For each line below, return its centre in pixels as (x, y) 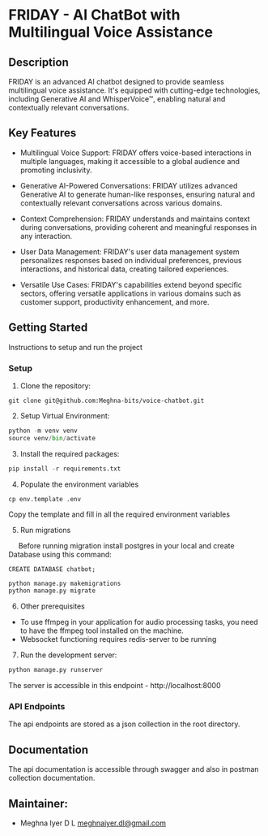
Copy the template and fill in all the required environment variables (119, 514)
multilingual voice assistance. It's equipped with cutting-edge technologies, (134, 90)
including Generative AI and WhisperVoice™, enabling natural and (117, 99)
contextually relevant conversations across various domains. (121, 203)
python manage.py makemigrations (65, 583)
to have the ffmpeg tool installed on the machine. (102, 630)
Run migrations (45, 530)
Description (38, 62)
